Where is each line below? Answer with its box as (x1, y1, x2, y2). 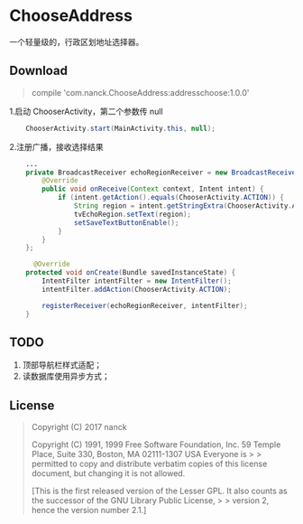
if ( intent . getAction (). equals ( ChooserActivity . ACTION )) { (57, 193, 284, 202)
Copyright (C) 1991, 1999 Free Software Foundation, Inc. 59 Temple (31, 439, 281, 450)
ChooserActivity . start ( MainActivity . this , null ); (25, 124, 216, 133)
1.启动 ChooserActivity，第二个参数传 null (9, 106, 164, 117)
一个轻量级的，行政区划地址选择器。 (9, 36, 144, 47)
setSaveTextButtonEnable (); (73, 218, 179, 227)
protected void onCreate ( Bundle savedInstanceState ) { (25, 268, 236, 277)
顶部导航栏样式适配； (22, 360, 102, 370)
